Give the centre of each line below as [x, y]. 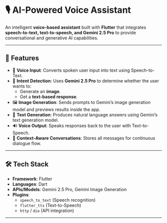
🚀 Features [22, 58]
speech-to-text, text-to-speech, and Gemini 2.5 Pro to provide [71, 32]
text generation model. [36, 120]
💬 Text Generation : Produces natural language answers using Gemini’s [85, 114]
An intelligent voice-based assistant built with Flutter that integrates [76, 27]
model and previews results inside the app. [56, 109]
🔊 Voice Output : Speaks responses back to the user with [72, 125]
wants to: [22, 86]
